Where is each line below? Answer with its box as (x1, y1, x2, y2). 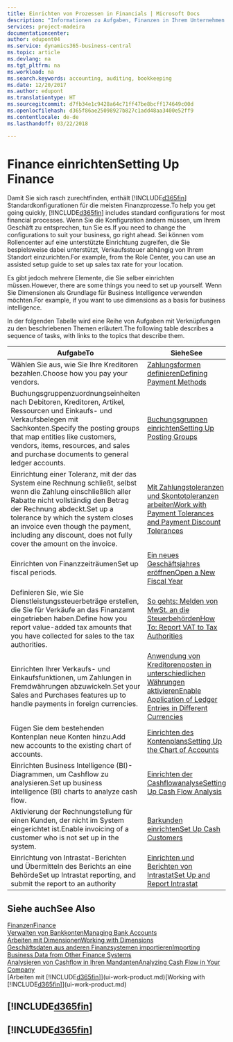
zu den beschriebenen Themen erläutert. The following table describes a (7, 324, 214, 332)
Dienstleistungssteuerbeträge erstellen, (10, 596, 139, 606)
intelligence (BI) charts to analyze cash (10, 787, 137, 796)
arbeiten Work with (146, 500, 207, 510)
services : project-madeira (7, 23, 85, 30)
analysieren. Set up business (10, 778, 103, 788)
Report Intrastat (146, 879, 198, 889)
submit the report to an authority (10, 879, 116, 889)
